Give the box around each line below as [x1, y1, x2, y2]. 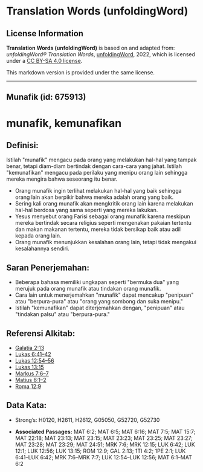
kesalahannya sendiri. [14, 245, 69, 252]
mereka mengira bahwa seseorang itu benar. [6, 175, 118, 183]
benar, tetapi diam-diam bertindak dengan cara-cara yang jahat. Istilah [6, 163, 182, 170]
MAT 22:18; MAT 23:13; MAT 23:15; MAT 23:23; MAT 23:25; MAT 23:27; [14, 434, 193, 442]
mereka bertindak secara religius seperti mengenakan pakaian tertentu [14, 219, 192, 227]
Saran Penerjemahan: [6, 262, 89, 273]
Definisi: [6, 140, 39, 150]
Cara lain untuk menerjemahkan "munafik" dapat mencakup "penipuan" [14, 291, 194, 299]
